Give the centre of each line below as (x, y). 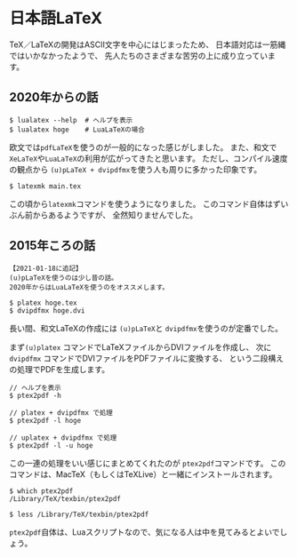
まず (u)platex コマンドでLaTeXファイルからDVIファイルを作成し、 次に (140, 346)
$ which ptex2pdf (41, 491)
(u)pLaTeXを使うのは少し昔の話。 (64, 278)
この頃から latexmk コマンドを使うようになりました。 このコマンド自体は (141, 203)
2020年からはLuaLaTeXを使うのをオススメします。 (89, 287)
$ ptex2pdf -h (36, 395)
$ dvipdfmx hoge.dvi (48, 310)
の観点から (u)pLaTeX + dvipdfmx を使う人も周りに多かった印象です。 (136, 169)
